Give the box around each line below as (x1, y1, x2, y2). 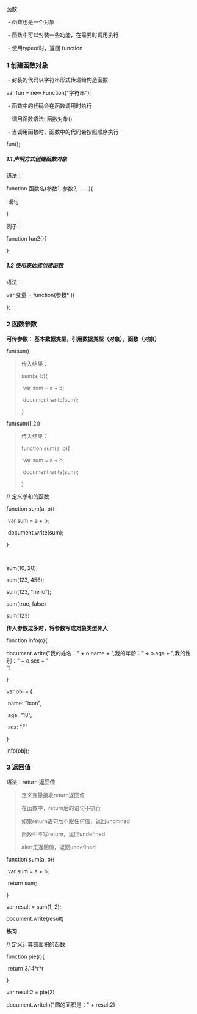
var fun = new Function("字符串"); (6, 89, 91, 97)
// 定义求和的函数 (6, 492, 50, 500)
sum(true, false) (6, 599, 47, 607)
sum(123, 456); (6, 576, 45, 584)
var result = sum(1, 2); (6, 903, 62, 911)
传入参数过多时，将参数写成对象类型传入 (6, 624, 108, 632)
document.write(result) (6, 915, 64, 922)
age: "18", (7, 711, 32, 718)
